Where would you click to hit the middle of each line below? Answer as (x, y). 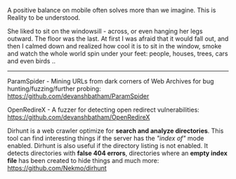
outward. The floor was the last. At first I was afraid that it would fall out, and (118, 39)
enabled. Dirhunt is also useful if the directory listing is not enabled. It (108, 146)
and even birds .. (32, 61)
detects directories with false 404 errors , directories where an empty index (118, 153)
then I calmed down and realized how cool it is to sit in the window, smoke (114, 46)
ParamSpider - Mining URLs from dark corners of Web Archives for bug (111, 81)
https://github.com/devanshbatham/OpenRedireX (79, 117)
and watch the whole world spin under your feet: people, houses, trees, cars (118, 53)
